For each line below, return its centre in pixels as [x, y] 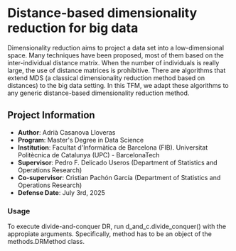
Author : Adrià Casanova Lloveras [66, 132]
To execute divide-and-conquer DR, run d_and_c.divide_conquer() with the [117, 227]
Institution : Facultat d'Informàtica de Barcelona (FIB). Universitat [113, 147]
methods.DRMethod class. [46, 242]
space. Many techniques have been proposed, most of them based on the [116, 55]
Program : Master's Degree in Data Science [81, 140]
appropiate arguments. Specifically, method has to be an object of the [109, 234]
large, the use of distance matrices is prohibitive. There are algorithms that [117, 70]
